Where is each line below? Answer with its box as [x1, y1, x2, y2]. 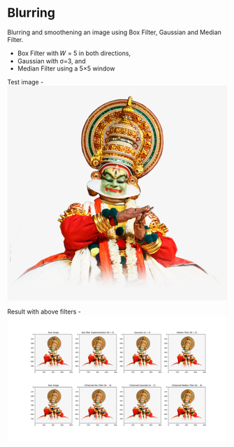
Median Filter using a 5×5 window [17, 64, 115, 73]
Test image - [7, 78, 44, 86]
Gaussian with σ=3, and [17, 57, 86, 65]
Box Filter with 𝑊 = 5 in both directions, [17, 49, 131, 57]
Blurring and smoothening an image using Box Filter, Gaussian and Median [7, 28, 222, 36]
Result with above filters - [7, 307, 82, 316]
